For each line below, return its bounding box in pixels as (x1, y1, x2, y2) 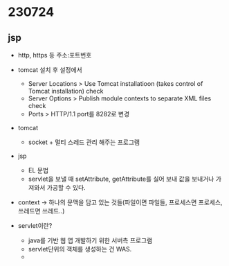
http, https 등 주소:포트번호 (17, 51, 92, 59)
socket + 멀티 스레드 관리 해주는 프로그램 (28, 138, 140, 146)
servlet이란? (17, 222, 53, 229)
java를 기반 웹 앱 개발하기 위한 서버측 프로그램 (28, 236, 153, 245)
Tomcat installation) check (28, 87, 104, 95)
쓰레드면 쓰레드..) (17, 207, 65, 215)
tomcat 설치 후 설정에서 (17, 66, 82, 73)
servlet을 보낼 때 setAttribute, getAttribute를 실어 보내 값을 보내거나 (28, 175, 214, 183)
